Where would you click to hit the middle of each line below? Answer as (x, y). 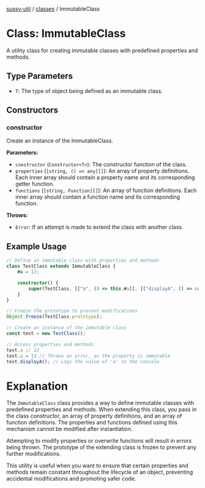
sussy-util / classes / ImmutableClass (53, 9)
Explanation (37, 386)
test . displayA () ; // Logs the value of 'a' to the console (83, 361)
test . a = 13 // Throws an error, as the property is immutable (88, 356)
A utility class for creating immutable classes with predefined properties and (102, 50)
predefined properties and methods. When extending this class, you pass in (102, 410)
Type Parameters (40, 76)
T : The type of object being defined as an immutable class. (89, 91)
